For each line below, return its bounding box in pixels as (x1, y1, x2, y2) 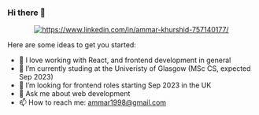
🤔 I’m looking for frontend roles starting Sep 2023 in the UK (18, 80, 212, 90)
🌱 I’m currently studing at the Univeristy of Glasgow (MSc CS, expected (18, 64, 251, 73)
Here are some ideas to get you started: (7, 40, 137, 50)
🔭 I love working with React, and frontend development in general (18, 55, 231, 65)
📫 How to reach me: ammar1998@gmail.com (18, 98, 167, 107)
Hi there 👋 (7, 7, 46, 18)
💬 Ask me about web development (18, 89, 131, 98)
